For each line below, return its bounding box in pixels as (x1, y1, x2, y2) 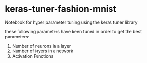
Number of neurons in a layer (12, 43, 71, 49)
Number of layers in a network (12, 48, 73, 54)
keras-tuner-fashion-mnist (5, 3, 117, 14)
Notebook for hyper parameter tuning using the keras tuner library (5, 19, 138, 25)
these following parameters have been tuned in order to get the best (5, 28, 142, 34)
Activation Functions (12, 53, 54, 59)
